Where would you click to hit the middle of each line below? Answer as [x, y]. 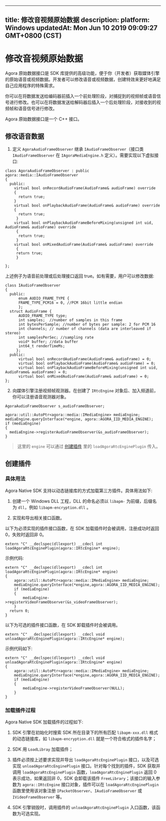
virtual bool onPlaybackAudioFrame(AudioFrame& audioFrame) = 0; [87, 364]
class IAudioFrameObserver [33, 285]
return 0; [20, 611]
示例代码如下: [19, 648]
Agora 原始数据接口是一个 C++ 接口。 [44, 119]
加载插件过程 [21, 710]
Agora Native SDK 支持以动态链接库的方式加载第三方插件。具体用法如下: [79, 491]
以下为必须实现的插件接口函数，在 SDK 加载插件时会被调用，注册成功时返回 [82, 528]
